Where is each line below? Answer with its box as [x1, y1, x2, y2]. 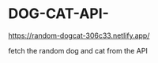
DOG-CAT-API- [8, 5, 109, 23]
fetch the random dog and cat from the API [8, 46, 148, 55]
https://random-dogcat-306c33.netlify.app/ [8, 31, 150, 40]
